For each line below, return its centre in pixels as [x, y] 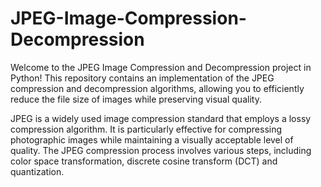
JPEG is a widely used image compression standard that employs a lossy [161, 118]
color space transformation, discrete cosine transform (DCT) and [144, 161]
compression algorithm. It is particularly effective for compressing [146, 129]
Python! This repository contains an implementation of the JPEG [142, 78]
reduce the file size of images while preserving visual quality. [136, 99]
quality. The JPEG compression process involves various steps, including [161, 150]
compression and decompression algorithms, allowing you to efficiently [157, 88]
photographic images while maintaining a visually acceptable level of [152, 139]
